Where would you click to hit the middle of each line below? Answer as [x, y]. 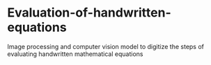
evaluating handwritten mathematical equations [75, 54]
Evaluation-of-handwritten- [89, 13]
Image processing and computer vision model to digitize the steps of [105, 46]
